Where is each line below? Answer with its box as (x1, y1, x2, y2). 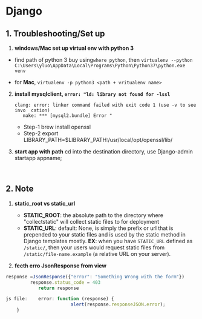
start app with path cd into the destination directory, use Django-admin (14, 148, 193, 155)
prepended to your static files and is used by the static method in (23, 230, 186, 238)
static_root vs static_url (14, 200, 76, 207)
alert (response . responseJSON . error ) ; (70, 301, 166, 307)
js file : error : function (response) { (5, 296, 114, 302)
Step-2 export (23, 130, 59, 137)
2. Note (5, 184, 34, 194)
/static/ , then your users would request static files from (23, 244, 165, 251)
